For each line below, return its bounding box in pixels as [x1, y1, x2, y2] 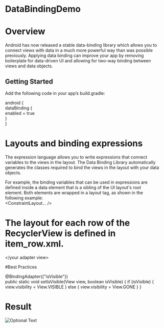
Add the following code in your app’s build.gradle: [5, 90, 105, 96]
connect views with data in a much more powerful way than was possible [5, 48, 153, 54]
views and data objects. [5, 63, 53, 69]
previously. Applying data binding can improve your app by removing [5, 53, 144, 58]
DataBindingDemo [5, 3, 81, 15]
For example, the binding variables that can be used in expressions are [5, 179, 148, 185]
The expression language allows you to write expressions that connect [5, 154, 148, 160]
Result [5, 301, 32, 312]
